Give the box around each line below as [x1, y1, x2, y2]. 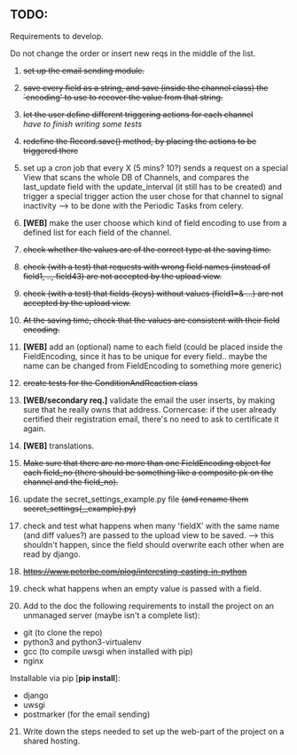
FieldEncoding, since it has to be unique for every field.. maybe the [22, 350, 268, 361]
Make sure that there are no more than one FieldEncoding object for [22, 457, 271, 468]
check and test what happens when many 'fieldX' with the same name [22, 520, 280, 531]
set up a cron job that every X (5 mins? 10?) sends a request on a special [22, 162, 289, 173]
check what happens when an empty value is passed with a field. [22, 582, 262, 594]
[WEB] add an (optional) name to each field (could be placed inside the [22, 341, 283, 352]
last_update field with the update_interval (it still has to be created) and [22, 181, 283, 192]
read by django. [22, 549, 81, 559]
